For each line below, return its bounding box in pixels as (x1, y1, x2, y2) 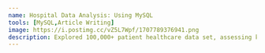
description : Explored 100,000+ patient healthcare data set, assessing (8, 33, 252, 41)
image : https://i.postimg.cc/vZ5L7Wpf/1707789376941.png (8, 26, 200, 34)
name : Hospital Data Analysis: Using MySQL (8, 11, 154, 19)
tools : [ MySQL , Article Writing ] (8, 19, 114, 26)
